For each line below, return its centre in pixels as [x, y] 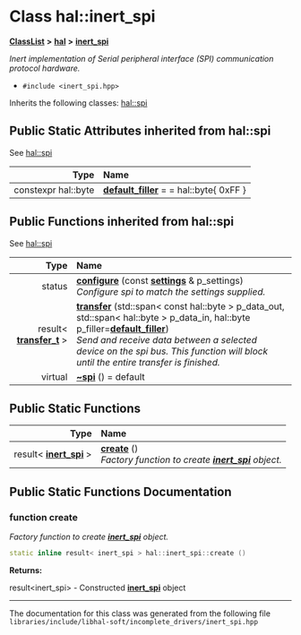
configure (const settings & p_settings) [159, 280]
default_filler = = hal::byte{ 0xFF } [174, 190]
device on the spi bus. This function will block [172, 351]
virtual [55, 376]
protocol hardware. [45, 68]
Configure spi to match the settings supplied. [171, 291]
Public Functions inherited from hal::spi [122, 222]
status [55, 286]
